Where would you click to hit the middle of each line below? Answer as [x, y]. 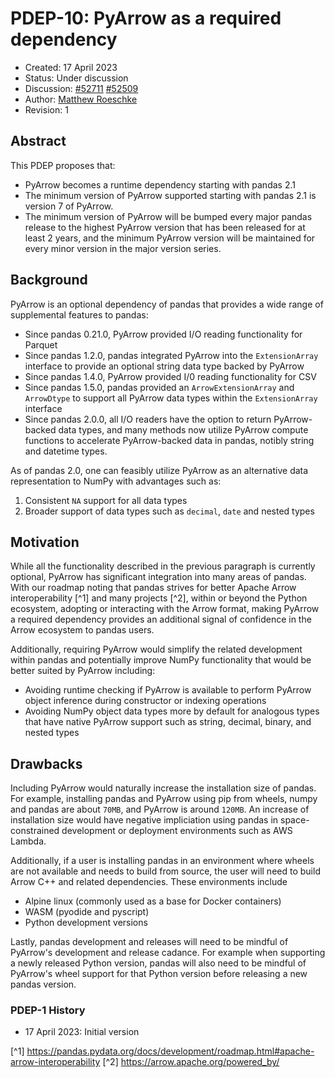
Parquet [41, 344]
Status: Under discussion [76, 78]
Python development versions [86, 923]
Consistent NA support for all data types [106, 500]
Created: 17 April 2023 [71, 67]
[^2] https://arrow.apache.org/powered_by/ [191, 1062]
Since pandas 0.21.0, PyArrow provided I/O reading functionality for [163, 334]
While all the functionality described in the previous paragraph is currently [163, 566]
